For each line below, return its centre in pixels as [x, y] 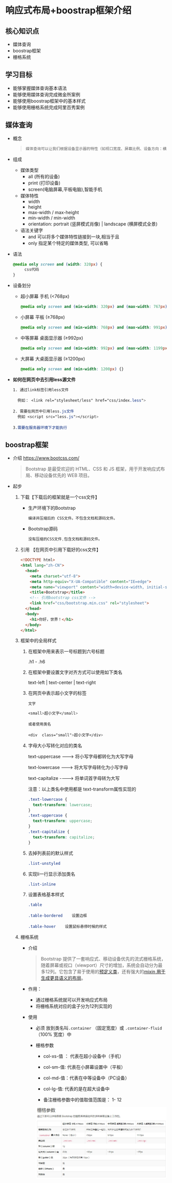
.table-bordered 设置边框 [57, 916]
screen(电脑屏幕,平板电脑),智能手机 [65, 189]
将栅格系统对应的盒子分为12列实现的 [74, 1006]
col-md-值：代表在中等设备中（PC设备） [86, 1078]
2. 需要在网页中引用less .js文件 [43, 411]
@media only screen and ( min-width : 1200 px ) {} [72, 369]
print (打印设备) [44, 183]
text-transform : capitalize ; [64, 837]
